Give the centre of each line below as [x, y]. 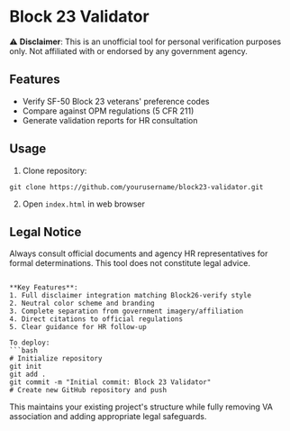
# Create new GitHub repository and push [88, 390]
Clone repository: [54, 170]
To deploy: [30, 343]
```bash [24, 351]
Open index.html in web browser [84, 204]
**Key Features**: [44, 288]
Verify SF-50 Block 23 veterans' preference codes [116, 101]
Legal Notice [45, 232]
